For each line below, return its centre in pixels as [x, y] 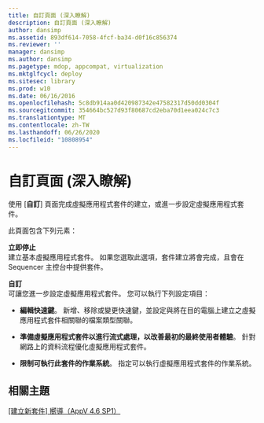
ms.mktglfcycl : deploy [45, 74]
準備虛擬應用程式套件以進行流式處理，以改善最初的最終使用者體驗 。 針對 [137, 337]
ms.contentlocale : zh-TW [49, 125]
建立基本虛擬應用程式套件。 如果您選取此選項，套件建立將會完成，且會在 [126, 257]
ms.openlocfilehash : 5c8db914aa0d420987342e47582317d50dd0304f [114, 103]
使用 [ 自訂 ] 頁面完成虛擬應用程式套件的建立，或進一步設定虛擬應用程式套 [126, 204]
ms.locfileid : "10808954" [50, 140]
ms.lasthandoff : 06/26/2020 [54, 132]
